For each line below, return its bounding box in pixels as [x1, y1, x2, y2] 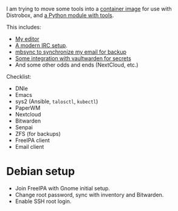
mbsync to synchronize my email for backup [15, 48, 126, 55]
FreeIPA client [15, 137, 50, 144]
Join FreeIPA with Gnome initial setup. [15, 184, 111, 191]
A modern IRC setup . [15, 42, 68, 49]
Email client [15, 143, 44, 150]
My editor [15, 35, 39, 42]
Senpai [15, 124, 33, 131]
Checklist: [6, 73, 32, 80]
